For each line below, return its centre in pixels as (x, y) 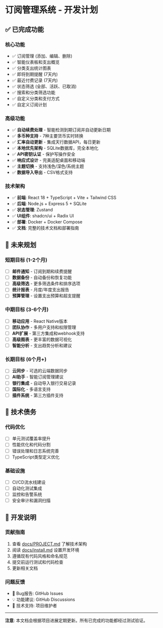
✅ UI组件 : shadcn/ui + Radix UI (43, 216)
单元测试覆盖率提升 (31, 438)
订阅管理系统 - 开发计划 (52, 10)
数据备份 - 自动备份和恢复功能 (42, 278)
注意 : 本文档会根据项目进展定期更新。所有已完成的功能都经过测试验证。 (76, 621)
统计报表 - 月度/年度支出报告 (41, 290)
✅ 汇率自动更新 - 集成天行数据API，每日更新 (56, 142)
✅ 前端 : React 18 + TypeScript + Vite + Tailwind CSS (64, 198)
